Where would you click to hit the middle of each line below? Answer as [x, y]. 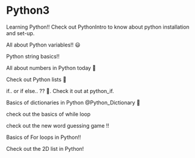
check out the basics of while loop [48, 114]
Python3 [28, 10]
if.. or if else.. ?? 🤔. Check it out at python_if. [60, 91]
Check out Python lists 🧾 [36, 79]
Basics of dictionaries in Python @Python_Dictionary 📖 [73, 103]
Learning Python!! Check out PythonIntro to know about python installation [98, 27]
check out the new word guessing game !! [58, 125]
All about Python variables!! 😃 [43, 45]
